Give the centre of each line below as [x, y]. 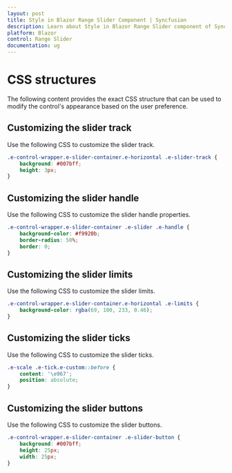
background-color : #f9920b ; [60, 233]
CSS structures [52, 80]
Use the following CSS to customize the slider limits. [81, 291]
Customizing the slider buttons [75, 408]
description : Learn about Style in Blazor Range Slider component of [109, 26]
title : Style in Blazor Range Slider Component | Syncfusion [97, 20]
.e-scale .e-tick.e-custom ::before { [61, 367]
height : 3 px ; [38, 170]
